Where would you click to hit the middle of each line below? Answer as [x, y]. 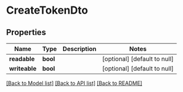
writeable [23, 69]
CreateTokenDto [47, 10]
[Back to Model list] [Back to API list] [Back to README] [74, 83]
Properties [26, 32]
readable [22, 59]
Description [80, 49]
